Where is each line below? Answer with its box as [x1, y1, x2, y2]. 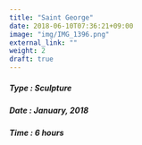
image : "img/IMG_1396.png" [9, 30, 110, 38]
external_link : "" [9, 38, 78, 47]
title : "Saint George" [9, 13, 94, 22]
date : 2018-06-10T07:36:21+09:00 [9, 21, 134, 30]
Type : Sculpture [9, 82, 72, 93]
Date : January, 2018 [9, 105, 89, 115]
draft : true [9, 55, 54, 64]
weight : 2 [9, 47, 46, 55]
